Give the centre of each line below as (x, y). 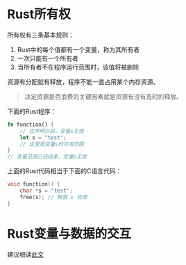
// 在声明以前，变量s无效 (52, 131)
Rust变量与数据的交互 (69, 233)
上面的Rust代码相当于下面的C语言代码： (65, 171)
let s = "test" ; (43, 137)
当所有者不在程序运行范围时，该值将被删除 (78, 67)
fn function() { (31, 125)
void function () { (34, 184)
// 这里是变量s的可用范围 (52, 144)
